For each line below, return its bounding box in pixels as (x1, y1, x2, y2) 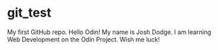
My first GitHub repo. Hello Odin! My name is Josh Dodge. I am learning (7, 28, 212, 36)
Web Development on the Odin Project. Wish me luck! (7, 35, 161, 43)
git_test (7, 5, 52, 21)
